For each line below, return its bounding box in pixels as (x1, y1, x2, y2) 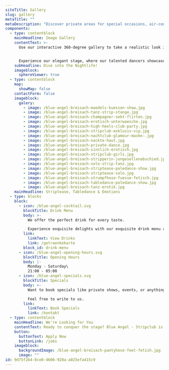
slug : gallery (5, 12, 35, 17)
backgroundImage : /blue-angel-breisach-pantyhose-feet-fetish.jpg (18, 348, 161, 353)
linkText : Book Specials (27, 306, 80, 311)
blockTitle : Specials (23, 278, 69, 283)
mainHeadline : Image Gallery (14, 36, 75, 41)
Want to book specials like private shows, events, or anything (27, 287, 165, 292)
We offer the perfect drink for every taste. (27, 217, 125, 223)
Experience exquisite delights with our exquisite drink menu (27, 227, 161, 232)
